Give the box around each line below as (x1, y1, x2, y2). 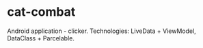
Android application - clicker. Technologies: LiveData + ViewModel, (7, 27, 196, 35)
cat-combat (7, 4, 76, 20)
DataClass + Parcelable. (7, 34, 75, 42)
